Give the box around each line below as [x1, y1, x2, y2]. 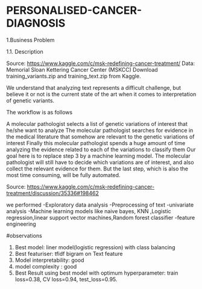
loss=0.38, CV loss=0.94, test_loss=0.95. [14, 275, 118, 283]
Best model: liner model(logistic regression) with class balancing [14, 243, 175, 250]
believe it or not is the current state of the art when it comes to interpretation [6, 90, 197, 98]
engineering [6, 220, 36, 228]
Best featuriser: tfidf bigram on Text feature [14, 250, 123, 257]
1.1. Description [6, 48, 43, 55]
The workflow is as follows [6, 108, 73, 116]
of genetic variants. [6, 97, 55, 104]
